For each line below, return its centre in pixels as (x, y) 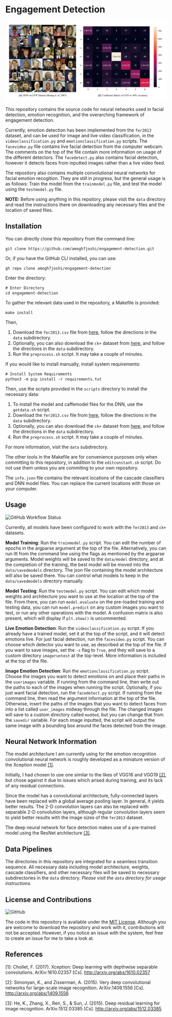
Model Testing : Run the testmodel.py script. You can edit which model (80, 591)
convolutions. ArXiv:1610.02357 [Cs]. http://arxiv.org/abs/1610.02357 (78, 972)
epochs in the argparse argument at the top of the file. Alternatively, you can (86, 548)
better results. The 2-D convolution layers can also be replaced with (77, 807)
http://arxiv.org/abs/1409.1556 (37, 993)
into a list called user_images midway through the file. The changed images (84, 709)
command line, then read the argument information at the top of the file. (81, 698)
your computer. (21, 488)
